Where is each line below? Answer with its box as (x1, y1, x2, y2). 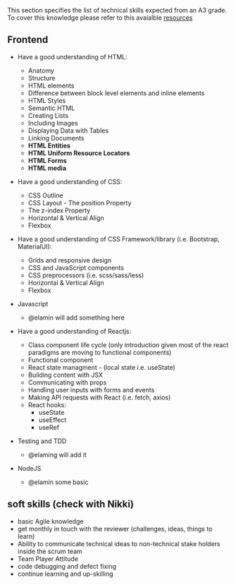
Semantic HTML (27, 104, 75, 112)
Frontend (7, 34, 49, 46)
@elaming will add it (27, 450, 87, 459)
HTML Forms (27, 156, 67, 164)
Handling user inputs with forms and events (27, 385, 155, 394)
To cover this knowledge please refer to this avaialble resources (7, 13, 193, 22)
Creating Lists (27, 111, 69, 119)
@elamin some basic (27, 478, 89, 486)
